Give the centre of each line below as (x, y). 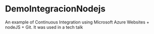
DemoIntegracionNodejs (55, 9)
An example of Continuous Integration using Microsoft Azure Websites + (77, 22)
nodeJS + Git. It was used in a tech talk (44, 27)
